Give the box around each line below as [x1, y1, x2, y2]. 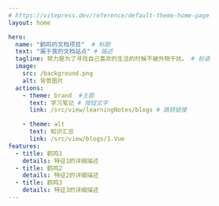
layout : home [8, 19, 51, 27]
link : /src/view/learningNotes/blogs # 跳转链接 [28, 106, 187, 114]
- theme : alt [22, 120, 65, 128]
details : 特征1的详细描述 [22, 156, 99, 165]
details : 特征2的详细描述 [22, 171, 99, 179]
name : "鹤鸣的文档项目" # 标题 [15, 40, 111, 48]
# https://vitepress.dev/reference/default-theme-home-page [8, 11, 210, 20]
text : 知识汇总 [28, 127, 75, 136]
